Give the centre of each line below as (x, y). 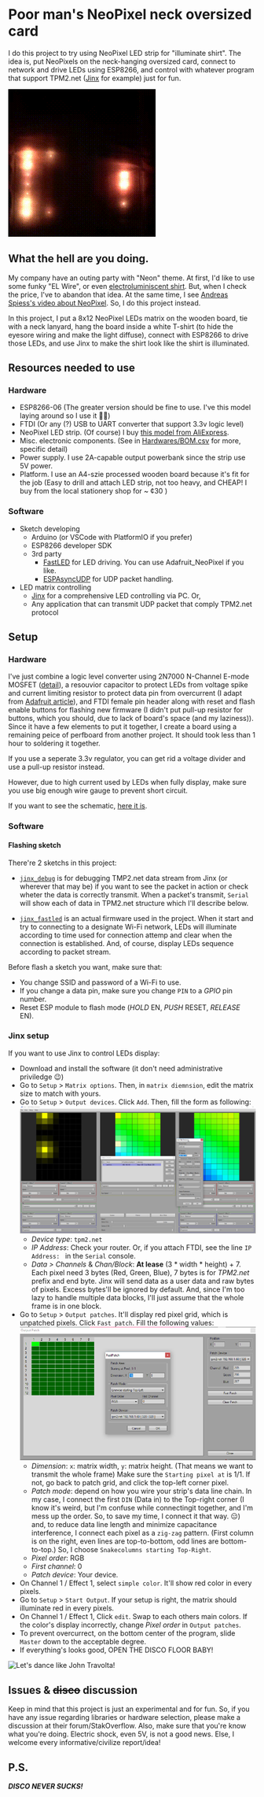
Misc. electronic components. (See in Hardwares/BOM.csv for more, (130, 441)
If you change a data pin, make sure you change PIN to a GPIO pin (126, 990)
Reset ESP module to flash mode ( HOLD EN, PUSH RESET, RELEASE (130, 1007)
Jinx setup (29, 1036)
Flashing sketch (35, 845)
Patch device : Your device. (75, 1575)
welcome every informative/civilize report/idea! (84, 1743)
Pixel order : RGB (58, 1558)
